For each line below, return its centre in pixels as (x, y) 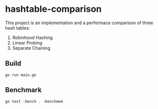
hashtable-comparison (53, 9)
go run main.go (21, 75)
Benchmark (24, 90)
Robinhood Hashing (32, 37)
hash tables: (18, 28)
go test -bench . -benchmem (34, 101)
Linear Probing (27, 42)
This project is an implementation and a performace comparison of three (79, 23)
